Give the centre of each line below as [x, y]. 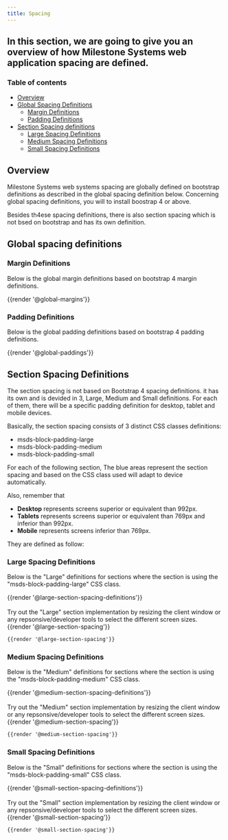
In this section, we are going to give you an [100, 42]
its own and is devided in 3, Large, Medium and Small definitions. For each [112, 398]
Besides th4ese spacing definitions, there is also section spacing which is [112, 215]
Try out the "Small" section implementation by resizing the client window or [114, 802]
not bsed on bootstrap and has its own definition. [77, 222]
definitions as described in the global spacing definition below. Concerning [113, 194]
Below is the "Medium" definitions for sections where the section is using [111, 672]
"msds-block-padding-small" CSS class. [64, 775]
